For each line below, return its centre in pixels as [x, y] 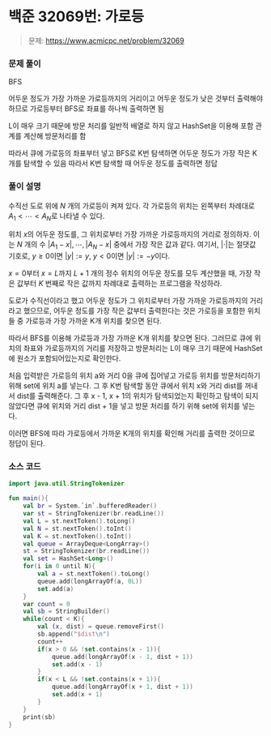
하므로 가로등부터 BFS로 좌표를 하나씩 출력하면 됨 [86, 109]
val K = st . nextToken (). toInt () [77, 536]
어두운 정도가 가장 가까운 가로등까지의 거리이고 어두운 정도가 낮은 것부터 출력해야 [136, 99]
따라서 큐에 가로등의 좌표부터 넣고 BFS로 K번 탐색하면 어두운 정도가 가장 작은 [129, 153]
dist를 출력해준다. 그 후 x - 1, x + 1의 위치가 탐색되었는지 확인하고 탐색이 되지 [138, 396]
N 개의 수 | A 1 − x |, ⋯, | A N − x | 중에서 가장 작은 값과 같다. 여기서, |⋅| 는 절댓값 [136, 246]
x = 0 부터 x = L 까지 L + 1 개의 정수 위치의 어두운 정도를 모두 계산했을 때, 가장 [130, 273]
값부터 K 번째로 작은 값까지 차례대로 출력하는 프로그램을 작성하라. [119, 284]
